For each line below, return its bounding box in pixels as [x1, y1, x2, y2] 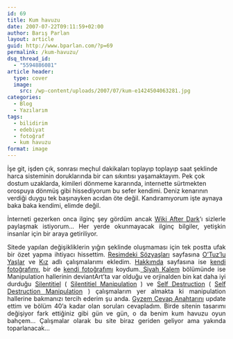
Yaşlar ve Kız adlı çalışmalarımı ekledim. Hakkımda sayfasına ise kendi [7, 258, 226, 266]
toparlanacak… [7, 324, 51, 332]
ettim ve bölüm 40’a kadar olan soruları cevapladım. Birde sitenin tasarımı [7, 302, 226, 310]
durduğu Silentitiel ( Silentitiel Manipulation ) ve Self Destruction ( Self [7, 280, 227, 288]
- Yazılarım [13, 107, 49, 114]
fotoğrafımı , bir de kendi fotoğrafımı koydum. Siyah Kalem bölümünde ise [7, 265, 227, 273]
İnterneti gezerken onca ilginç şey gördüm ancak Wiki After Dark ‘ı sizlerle [7, 215, 226, 223]
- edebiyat [13, 126, 45, 133]
